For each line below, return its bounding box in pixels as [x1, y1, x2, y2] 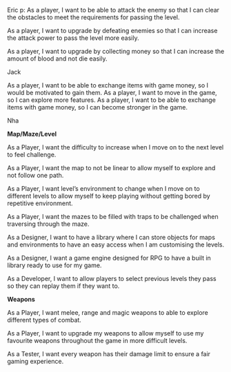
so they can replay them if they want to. [7, 282, 120, 290]
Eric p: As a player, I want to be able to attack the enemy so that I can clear [7, 6, 219, 14]
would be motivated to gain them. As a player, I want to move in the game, [7, 89, 217, 96]
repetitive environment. [7, 199, 74, 207]
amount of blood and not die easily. [7, 54, 108, 63]
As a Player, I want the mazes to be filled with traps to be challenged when [7, 213, 219, 220]
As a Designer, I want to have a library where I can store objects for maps [7, 234, 216, 241]
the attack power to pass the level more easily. [7, 34, 139, 42]
